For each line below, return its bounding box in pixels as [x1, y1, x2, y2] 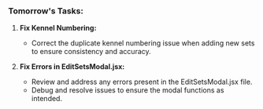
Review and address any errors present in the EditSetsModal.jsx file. [31, 77, 253, 87]
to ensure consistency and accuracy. [31, 47, 151, 56]
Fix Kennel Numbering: [19, 24, 97, 33]
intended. [31, 94, 63, 104]
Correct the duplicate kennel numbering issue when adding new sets [31, 38, 255, 48]
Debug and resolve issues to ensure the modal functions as [31, 85, 224, 95]
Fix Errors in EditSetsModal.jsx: [19, 62, 125, 71]
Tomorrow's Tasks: [8, 5, 84, 16]
